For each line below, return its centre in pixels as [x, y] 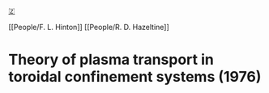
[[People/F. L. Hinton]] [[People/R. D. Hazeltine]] [89, 27]
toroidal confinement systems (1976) [135, 77]
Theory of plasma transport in [111, 60]
